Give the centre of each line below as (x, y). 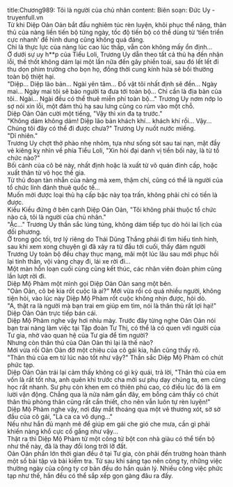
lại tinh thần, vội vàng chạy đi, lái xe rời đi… (69, 261)
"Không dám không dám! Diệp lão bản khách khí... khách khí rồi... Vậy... (110, 121)
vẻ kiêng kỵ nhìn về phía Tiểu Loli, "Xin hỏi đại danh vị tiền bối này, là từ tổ (113, 150)
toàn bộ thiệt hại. (31, 77)
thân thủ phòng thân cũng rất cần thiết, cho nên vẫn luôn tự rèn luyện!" (109, 402)
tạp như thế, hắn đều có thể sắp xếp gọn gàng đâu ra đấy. (90, 476)
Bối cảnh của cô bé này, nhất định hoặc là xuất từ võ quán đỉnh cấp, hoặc (112, 165)
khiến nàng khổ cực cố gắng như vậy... (63, 431)
